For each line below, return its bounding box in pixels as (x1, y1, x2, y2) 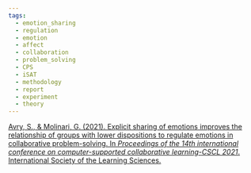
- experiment (15, 93, 59, 101)
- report (15, 85, 44, 94)
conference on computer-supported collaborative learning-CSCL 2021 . (8, 148, 240, 157)
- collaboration (15, 48, 69, 56)
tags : (8, 11, 26, 20)
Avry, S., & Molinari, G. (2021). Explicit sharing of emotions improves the (8, 122, 243, 132)
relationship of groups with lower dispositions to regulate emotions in (8, 130, 234, 140)
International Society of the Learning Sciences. (8, 156, 162, 165)
